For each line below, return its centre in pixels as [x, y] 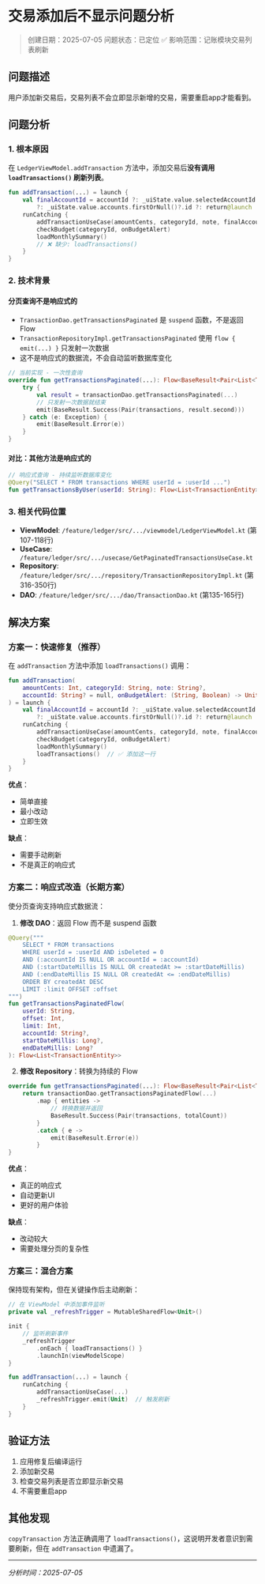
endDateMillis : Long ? [58, 1048]
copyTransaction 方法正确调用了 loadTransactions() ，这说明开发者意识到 [127, 1539]
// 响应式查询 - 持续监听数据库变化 [60, 475]
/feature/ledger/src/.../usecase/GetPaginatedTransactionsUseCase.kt [136, 558]
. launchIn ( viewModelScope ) [81, 1356]
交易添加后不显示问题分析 [91, 16]
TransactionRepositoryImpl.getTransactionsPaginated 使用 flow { [127, 338]
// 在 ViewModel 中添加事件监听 [56, 1305]
